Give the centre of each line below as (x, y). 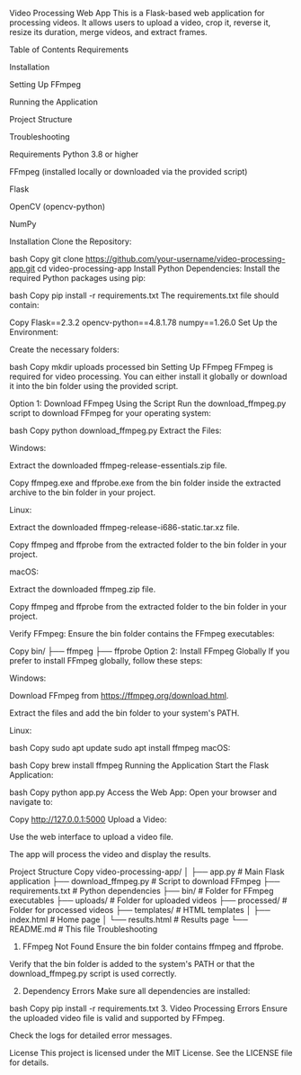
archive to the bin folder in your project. (82, 492)
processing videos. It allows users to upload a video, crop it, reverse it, (140, 23)
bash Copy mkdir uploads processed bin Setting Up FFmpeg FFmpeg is (142, 367)
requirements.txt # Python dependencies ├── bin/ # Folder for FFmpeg (142, 891)
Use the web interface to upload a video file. (91, 837)
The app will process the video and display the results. (110, 854)
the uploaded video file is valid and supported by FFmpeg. (117, 1018)
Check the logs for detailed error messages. (91, 1035)
